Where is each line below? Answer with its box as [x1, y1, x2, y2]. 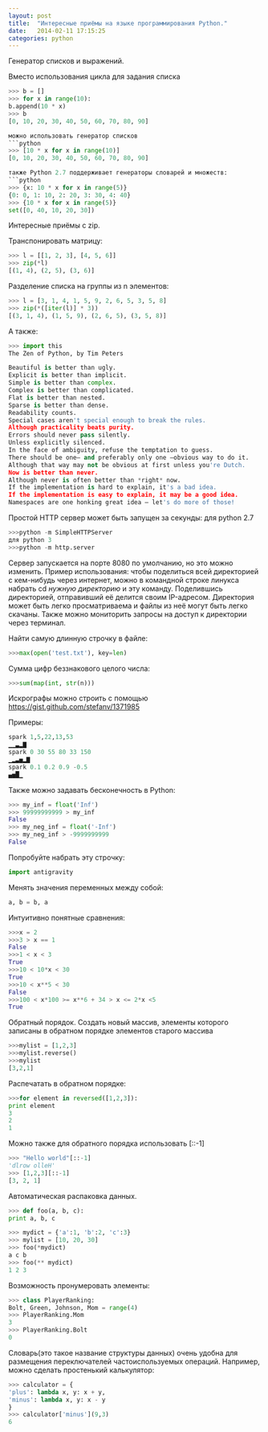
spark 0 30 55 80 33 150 [8, 749, 91, 757]
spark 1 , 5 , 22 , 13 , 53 [8, 733, 74, 741]
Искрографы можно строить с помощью [8, 693, 148, 704]
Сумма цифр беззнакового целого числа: [8, 663, 151, 673]
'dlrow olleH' [8, 1162, 56, 1170]
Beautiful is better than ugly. [8, 363, 116, 372]
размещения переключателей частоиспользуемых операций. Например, [8, 1356, 261, 1366]
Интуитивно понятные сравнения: [8, 913, 126, 922]
